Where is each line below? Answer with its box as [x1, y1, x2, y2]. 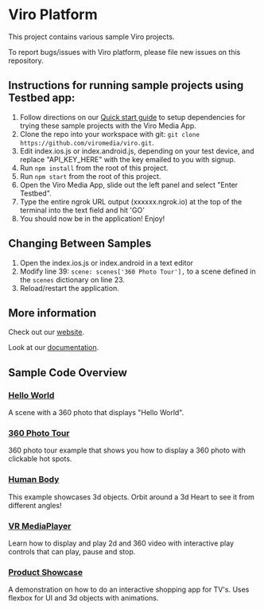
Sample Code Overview [8, 366, 127, 379]
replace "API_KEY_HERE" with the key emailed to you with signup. [19, 154, 236, 164]
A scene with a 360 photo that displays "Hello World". [8, 408, 184, 418]
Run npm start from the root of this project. [19, 171, 161, 181]
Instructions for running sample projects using [8, 79, 244, 92]
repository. [8, 56, 44, 65]
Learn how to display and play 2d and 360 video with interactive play [8, 538, 235, 548]
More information [8, 306, 97, 320]
